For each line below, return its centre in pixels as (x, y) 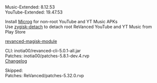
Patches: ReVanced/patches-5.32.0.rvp (45, 75)
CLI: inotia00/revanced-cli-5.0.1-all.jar (43, 51)
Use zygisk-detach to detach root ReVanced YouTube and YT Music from (78, 27)
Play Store (15, 32)
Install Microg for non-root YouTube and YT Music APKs (61, 22)
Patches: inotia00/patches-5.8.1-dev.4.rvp (47, 56)
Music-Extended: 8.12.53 (30, 7)
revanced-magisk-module (31, 41)
